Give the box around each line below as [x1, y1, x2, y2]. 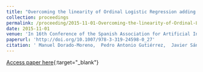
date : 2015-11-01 [6, 25, 50, 32]
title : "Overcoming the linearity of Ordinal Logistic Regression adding [6, 8, 196, 15]
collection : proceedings [6, 14, 69, 20]
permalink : [6, 20, 34, 26]
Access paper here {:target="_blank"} [6, 58, 99, 66]
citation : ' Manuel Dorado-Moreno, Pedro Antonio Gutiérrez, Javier [6, 43, 188, 49]
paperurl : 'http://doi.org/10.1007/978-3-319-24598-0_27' [6, 37, 155, 43]
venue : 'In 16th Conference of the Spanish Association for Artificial [6, 31, 190, 37]
